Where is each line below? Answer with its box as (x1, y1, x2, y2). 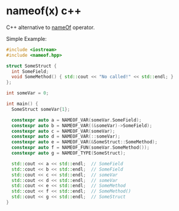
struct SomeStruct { (6, 63, 57, 69)
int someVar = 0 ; (6, 90, 49, 96)
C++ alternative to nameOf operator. (6, 24, 95, 31)
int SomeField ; (11, 68, 49, 75)
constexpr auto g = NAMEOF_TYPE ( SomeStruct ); (11, 150, 126, 156)
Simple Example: (6, 35, 47, 42)
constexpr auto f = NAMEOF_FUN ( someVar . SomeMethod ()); (11, 145, 150, 151)
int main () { (6, 101, 39, 107)
